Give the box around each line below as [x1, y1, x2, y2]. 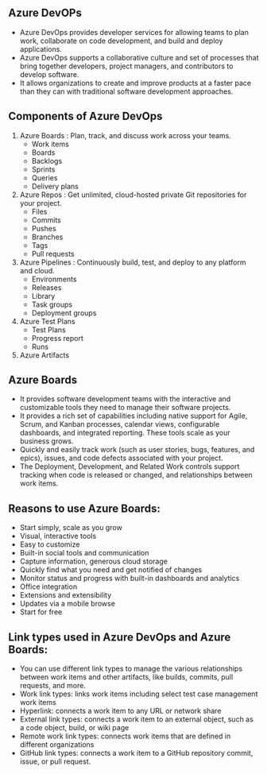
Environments [31, 274, 77, 284]
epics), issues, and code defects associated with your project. [19, 453, 224, 463]
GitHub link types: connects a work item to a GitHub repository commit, [19, 749, 253, 758]
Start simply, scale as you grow [19, 523, 123, 532]
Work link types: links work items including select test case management [19, 689, 258, 699]
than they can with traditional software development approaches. [19, 87, 234, 96]
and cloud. [19, 265, 56, 275]
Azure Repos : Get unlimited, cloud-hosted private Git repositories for [19, 190, 247, 199]
